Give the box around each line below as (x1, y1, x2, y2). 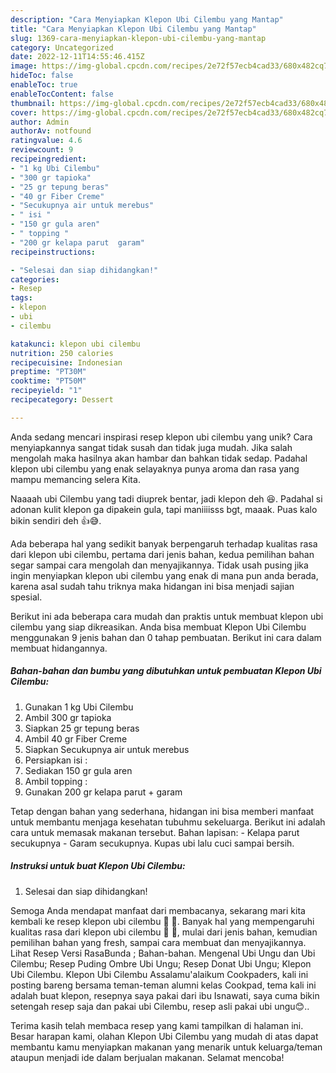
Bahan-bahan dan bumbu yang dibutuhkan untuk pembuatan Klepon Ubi (10, 665, 322, 677)
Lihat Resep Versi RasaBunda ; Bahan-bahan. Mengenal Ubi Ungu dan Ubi (10, 947, 316, 959)
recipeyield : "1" (10, 386, 83, 396)
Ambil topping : (24, 775, 88, 787)
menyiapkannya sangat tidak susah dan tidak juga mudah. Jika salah (10, 441, 293, 453)
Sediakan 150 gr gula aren (24, 764, 133, 776)
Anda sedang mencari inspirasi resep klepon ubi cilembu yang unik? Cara (10, 431, 313, 443)
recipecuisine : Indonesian (10, 357, 123, 368)
